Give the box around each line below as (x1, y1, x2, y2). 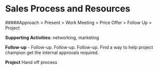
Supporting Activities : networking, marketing (5, 34, 99, 40)
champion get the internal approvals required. (5, 49, 99, 55)
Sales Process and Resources (5, 3, 131, 14)
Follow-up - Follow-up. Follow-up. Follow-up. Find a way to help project (5, 44, 154, 50)
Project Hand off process (5, 59, 57, 65)
